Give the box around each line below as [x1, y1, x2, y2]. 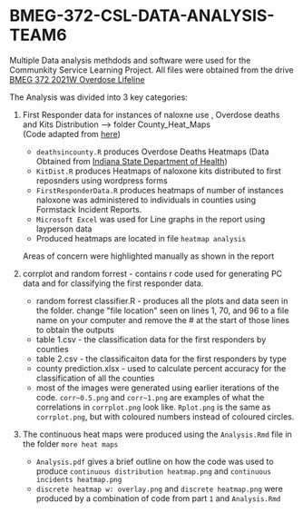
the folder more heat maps [22, 438, 119, 449]
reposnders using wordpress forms [35, 174, 168, 186]
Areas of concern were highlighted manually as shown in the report [22, 251, 275, 261]
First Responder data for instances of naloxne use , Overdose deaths [22, 109, 280, 120]
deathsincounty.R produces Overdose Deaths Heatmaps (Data [35, 146, 269, 157]
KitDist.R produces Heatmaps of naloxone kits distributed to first [35, 165, 281, 176]
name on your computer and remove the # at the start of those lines [35, 314, 290, 325]
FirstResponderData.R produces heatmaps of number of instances [35, 184, 284, 195]
